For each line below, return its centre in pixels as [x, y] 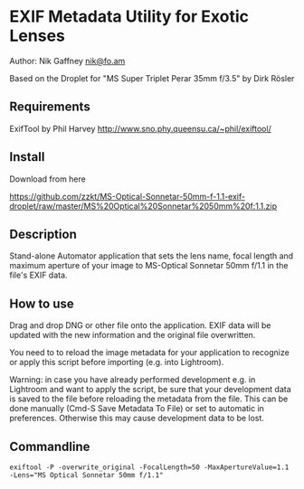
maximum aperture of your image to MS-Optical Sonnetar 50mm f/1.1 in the [149, 266]
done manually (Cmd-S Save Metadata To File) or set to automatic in [137, 409]
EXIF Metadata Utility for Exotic [129, 17]
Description [43, 234]
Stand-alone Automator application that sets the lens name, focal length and [152, 256]
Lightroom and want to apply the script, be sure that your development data [150, 390]
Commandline [50, 446]
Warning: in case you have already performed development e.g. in [133, 380]
